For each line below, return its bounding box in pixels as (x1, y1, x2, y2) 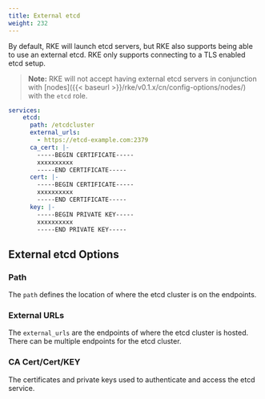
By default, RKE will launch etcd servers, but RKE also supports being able (8, 41, 254, 50)
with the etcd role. (27, 91, 88, 100)
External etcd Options (8, 248, 119, 261)
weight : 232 (8, 19, 48, 27)
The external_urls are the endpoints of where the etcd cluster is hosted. (8, 328, 249, 337)
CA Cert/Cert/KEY (8, 357, 81, 368)
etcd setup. (8, 58, 46, 68)
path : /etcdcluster (29, 121, 94, 129)
